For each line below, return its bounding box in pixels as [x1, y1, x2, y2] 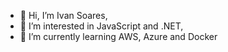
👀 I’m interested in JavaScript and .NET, [19, 20, 184, 32]
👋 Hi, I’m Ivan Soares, [19, 10, 108, 21]
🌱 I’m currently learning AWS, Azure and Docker [19, 31, 218, 42]
